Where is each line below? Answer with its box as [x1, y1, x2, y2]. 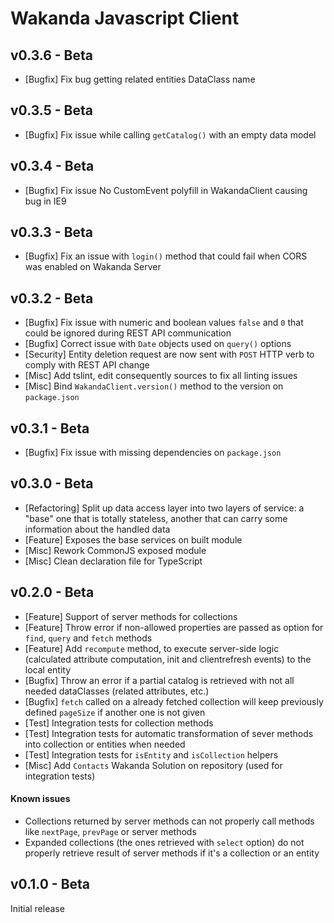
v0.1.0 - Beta [10, 876, 91, 893]
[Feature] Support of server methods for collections [24, 610, 238, 622]
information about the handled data [24, 523, 171, 535]
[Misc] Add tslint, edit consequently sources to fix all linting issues [24, 370, 298, 382]
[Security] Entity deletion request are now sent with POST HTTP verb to [24, 348, 315, 361]
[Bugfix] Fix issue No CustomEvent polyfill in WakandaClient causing [24, 184, 308, 196]
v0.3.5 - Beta [10, 102, 93, 119]
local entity [24, 663, 72, 676]
